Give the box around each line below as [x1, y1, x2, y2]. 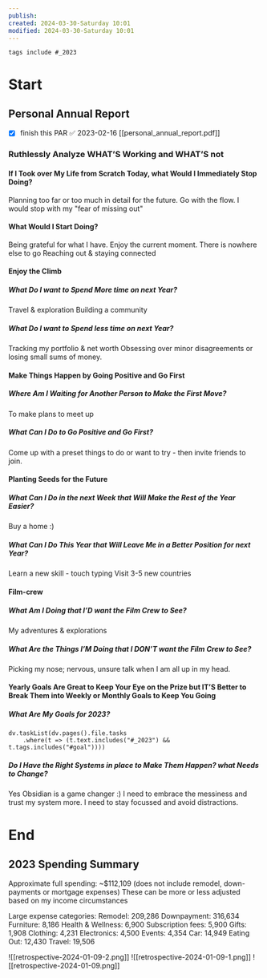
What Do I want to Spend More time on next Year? [8, 285, 178, 294]
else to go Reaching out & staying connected [8, 248, 156, 257]
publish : [8, 11, 38, 20]
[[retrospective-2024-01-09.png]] [8, 961, 120, 971]
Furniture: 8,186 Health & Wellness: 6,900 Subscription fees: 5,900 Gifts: [8, 919, 247, 930]
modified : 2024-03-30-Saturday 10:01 [8, 26, 135, 34]
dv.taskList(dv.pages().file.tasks [8, 729, 127, 738]
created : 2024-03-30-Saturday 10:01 [8, 19, 131, 27]
